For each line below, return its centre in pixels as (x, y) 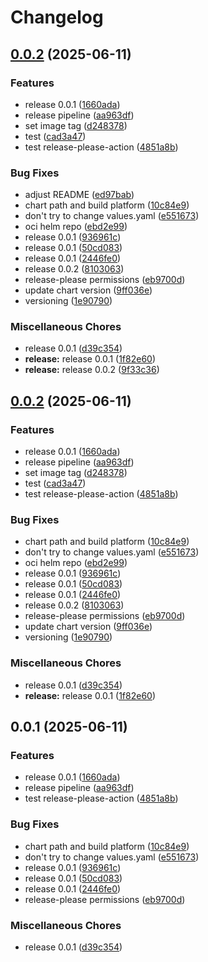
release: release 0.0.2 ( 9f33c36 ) (92, 370)
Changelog (57, 17)
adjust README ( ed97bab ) (79, 195)
